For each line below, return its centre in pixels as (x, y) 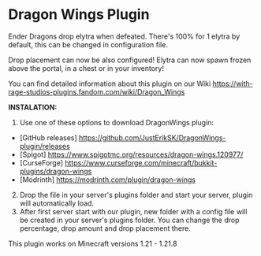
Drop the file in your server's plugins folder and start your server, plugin (136, 195)
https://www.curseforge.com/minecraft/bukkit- (141, 162)
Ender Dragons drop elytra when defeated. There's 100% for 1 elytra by (124, 36)
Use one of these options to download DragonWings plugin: (117, 122)
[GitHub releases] (48, 137)
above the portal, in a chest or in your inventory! (86, 68)
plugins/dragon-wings (56, 171)
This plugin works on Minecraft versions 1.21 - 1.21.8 (93, 243)
